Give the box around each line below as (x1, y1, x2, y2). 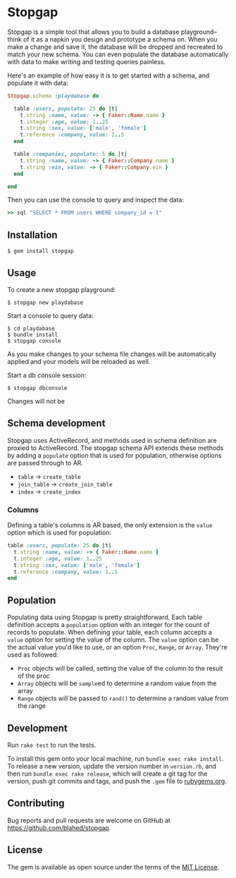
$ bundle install (7, 331, 58, 339)
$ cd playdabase (7, 325, 55, 332)
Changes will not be (7, 396, 66, 406)
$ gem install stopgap (7, 248, 74, 255)
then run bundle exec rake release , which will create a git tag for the (7, 769, 208, 778)
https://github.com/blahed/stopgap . (7, 823, 111, 832)
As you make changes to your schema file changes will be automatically (7, 350, 216, 358)
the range (17, 702, 46, 710)
